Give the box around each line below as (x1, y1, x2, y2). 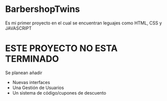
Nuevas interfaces (12, 79, 50, 85)
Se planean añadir (5, 70, 42, 76)
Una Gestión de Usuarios (12, 85, 64, 91)
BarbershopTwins (5, 3, 80, 15)
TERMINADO (5, 53, 59, 65)
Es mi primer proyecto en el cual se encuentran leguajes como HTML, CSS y (5, 20, 162, 26)
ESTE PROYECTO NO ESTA (5, 43, 118, 54)
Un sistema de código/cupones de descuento (12, 90, 106, 96)
